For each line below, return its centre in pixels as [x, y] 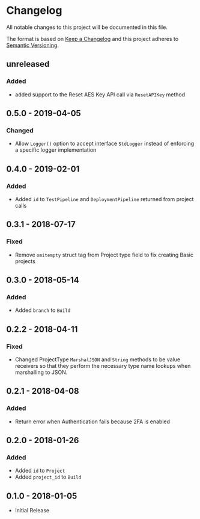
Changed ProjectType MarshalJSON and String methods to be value [98, 359]
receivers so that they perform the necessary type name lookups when [103, 366]
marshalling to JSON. [41, 372]
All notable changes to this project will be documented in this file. [87, 27]
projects [25, 261]
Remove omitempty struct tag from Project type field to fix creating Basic [104, 255]
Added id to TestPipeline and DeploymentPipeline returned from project [104, 199]
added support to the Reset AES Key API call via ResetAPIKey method [100, 95]
